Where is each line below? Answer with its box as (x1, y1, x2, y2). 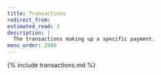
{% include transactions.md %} (7, 61, 96, 69)
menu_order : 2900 (7, 42, 57, 49)
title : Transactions (7, 10, 67, 17)
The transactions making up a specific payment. (13, 36, 155, 43)
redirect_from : (7, 17, 51, 23)
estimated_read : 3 (7, 23, 60, 30)
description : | (7, 29, 51, 36)
